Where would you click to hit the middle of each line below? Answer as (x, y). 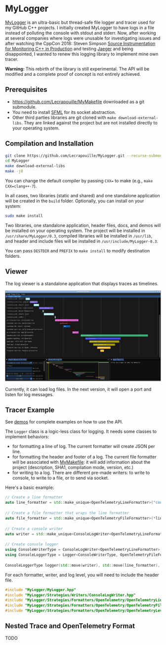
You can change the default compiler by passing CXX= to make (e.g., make (79, 181)
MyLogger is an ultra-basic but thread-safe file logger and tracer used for (80, 22)
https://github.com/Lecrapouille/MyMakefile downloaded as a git (78, 102)
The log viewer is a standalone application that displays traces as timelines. (82, 284)
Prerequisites (26, 90)
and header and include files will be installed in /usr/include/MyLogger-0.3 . (82, 241)
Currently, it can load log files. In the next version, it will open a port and (78, 389)
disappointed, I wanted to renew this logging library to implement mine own (82, 54)
